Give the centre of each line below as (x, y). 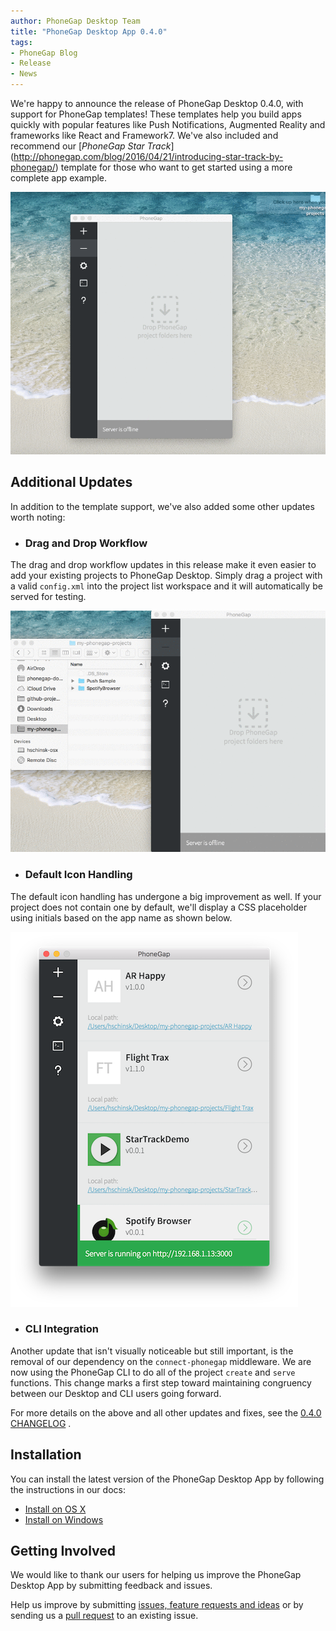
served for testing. (48, 596)
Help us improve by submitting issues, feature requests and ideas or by (157, 1605)
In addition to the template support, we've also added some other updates (162, 506)
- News (24, 74)
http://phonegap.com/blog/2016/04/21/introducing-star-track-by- (148, 156)
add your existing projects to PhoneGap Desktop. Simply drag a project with (166, 575)
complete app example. (59, 178)
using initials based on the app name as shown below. (121, 917)
